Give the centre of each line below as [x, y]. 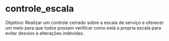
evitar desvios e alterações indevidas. [45, 33]
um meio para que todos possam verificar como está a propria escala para [83, 27]
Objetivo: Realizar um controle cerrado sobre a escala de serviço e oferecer [84, 22]
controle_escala [40, 9]
